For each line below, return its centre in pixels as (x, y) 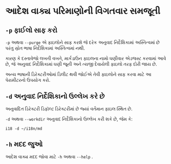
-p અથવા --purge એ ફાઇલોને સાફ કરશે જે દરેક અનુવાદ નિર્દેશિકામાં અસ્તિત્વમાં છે (82, 42)
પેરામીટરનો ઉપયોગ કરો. (28, 80)
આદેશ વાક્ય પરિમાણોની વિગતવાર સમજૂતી (83, 11)
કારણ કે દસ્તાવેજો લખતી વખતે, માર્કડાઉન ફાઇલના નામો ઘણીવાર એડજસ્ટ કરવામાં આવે (86, 58)
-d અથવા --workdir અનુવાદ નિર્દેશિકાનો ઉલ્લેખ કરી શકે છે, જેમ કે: (69, 119)
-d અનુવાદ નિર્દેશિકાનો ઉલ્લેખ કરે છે (55, 96)
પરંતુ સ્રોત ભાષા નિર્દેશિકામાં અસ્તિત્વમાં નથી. (45, 48)
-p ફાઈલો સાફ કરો (31, 30)
